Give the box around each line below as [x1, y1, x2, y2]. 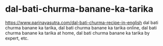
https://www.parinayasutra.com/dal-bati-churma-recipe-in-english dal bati [5, 20, 159, 25]
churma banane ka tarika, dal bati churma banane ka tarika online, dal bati [5, 24, 157, 30]
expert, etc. [5, 35, 29, 41]
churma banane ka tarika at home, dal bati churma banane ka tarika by [5, 30, 150, 36]
